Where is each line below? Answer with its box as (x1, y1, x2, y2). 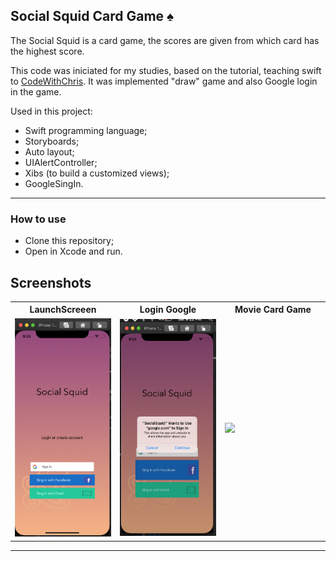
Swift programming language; (24, 124, 148, 136)
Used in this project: (10, 105, 93, 117)
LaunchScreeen (29, 304, 97, 316)
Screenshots (10, 274, 92, 291)
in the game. (10, 85, 62, 98)
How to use (10, 212, 67, 226)
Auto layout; (24, 145, 75, 158)
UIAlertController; (24, 156, 98, 168)
